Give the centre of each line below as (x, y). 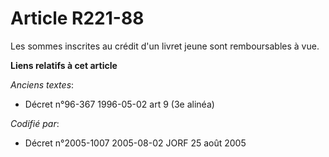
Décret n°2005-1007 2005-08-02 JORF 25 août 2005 (135, 143)
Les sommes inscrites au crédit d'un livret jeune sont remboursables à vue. (165, 46)
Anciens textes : (42, 84)
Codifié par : (35, 123)
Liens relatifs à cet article (64, 65)
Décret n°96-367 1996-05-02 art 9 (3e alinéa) (119, 104)
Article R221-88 (77, 18)
